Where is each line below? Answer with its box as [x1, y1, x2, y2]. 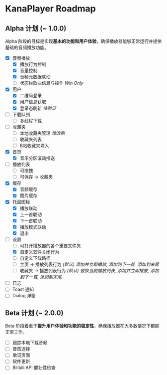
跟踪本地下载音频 [12, 340, 48, 346]
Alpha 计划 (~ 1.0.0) [5, 24, 67, 32]
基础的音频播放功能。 [5, 44, 49, 50]
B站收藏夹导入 [19, 143, 49, 149]
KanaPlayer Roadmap [5, 3, 96, 14]
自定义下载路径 [19, 255, 51, 261]
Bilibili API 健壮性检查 [12, 365, 56, 371]
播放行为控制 [19, 61, 46, 67]
